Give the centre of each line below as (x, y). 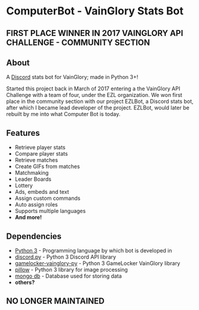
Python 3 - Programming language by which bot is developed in (93, 251)
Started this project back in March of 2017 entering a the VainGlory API (93, 89)
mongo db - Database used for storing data (68, 276)
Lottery (24, 186)
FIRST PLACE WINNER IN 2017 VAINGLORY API (95, 33)
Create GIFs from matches (47, 166)
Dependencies (34, 236)
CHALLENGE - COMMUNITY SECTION (78, 42)
